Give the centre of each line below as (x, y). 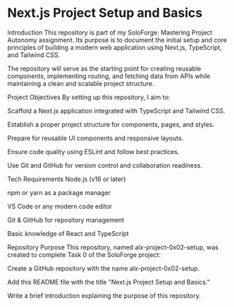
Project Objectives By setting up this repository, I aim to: (89, 97)
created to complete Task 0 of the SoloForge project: (84, 254)
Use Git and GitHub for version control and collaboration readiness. (105, 165)
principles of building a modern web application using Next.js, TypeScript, (115, 47)
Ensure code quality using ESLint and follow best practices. (93, 151)
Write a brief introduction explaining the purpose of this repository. (104, 295)
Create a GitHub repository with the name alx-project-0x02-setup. (104, 268)
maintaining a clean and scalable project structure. (81, 83)
